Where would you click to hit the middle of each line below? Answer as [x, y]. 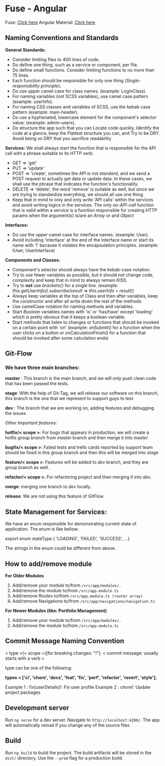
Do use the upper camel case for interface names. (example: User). [81, 234]
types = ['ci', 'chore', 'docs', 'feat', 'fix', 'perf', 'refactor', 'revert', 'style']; [81, 677]
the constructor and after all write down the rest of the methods [77, 301]
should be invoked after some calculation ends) [60, 338]
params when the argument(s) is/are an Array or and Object [73, 215]
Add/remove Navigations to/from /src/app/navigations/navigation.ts [83, 601]
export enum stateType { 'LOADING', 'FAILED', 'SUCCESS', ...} [67, 539]
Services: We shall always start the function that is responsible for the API [81, 148]
